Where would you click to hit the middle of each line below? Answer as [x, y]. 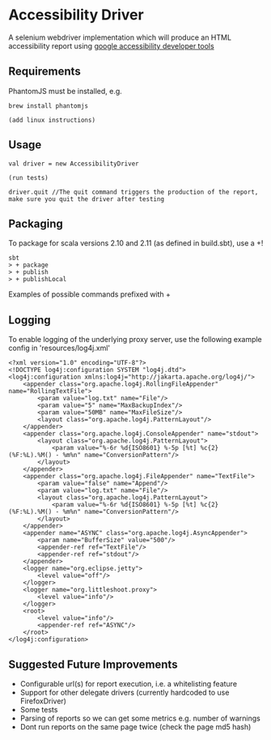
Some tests [39, 710]
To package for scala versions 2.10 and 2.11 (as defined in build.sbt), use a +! [136, 243]
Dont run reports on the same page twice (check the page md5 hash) [135, 727]
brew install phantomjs [49, 106]
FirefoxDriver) [43, 701]
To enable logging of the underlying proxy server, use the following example [135, 340]
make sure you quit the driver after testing [86, 199]
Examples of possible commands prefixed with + [90, 294]
